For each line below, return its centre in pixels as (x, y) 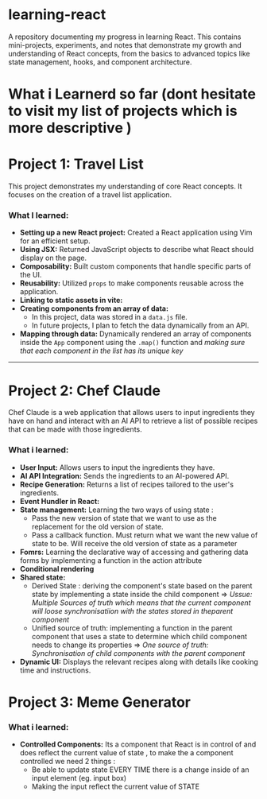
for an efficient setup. (55, 241)
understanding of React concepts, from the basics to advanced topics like (129, 53)
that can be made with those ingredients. (75, 429)
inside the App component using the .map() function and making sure (132, 343)
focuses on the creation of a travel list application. (90, 195)
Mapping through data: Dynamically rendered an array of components (135, 334)
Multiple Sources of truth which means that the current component (141, 603)
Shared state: (43, 577)
